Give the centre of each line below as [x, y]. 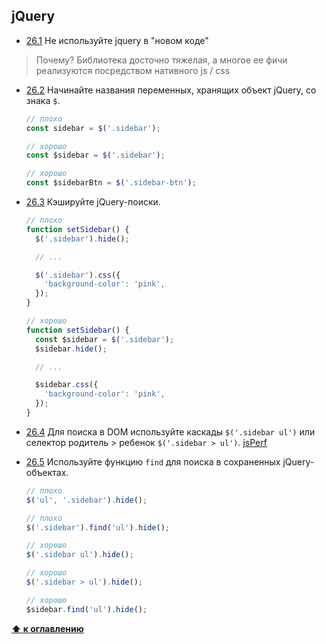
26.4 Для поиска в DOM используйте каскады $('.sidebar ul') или [170, 431]
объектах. [47, 472]
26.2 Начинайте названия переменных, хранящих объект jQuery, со [171, 90]
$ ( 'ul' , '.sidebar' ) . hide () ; [86, 500]
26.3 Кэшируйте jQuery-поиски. [93, 202]
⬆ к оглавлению [47, 628]
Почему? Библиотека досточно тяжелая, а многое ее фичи [161, 60]
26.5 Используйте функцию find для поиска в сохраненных [153, 461]
